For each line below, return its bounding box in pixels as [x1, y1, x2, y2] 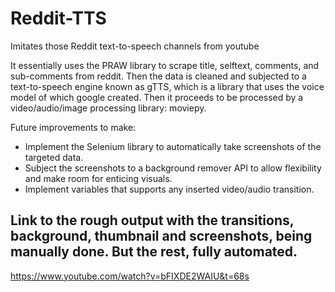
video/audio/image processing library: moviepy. [10, 102, 207, 114]
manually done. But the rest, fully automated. [10, 243, 298, 261]
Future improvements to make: [10, 121, 137, 133]
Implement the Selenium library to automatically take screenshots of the [24, 140, 322, 152]
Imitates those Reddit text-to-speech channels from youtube [10, 40, 260, 52]
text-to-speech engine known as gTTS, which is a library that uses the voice [10, 80, 325, 92]
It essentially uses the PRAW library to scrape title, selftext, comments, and [10, 59, 320, 71]
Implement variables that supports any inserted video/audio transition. [24, 183, 315, 195]
